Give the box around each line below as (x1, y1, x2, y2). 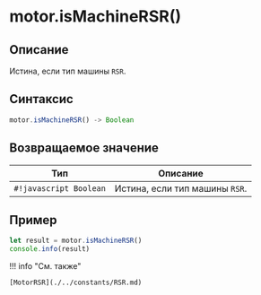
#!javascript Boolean (13, 183, 106, 194)
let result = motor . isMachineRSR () (9, 236, 143, 246)
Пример (9, 213, 57, 228)
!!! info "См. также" (9, 261, 82, 272)
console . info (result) (9, 245, 91, 254)
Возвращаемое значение (9, 141, 160, 156)
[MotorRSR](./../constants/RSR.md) (9, 278, 143, 288)
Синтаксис (9, 91, 74, 107)
